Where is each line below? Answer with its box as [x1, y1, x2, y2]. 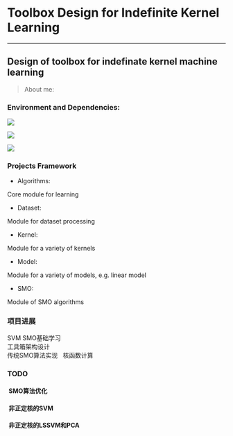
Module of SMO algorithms [7, 298, 85, 306]
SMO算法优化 [8, 387, 48, 395]
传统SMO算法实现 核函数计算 [7, 351, 94, 359]
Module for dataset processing [7, 217, 95, 226]
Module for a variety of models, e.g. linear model [7, 271, 147, 279]
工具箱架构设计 [7, 342, 50, 351]
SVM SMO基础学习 [7, 333, 61, 342]
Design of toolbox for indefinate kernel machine [7, 56, 218, 67]
